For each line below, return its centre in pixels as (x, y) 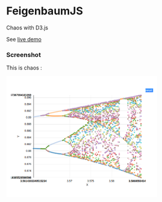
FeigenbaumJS (45, 11)
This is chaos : (24, 68)
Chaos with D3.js (27, 28)
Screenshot (23, 55)
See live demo (24, 39)
